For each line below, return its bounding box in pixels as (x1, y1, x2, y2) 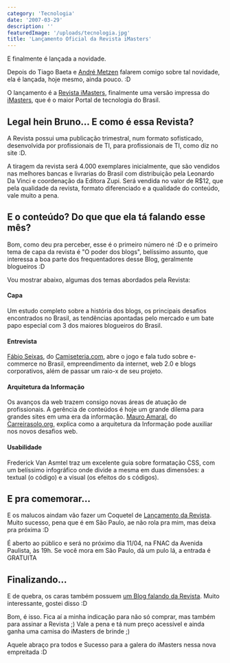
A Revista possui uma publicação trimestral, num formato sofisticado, (7, 134, 204, 142)
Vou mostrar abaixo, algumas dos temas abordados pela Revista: (7, 275, 191, 284)
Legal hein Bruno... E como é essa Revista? (7, 116, 194, 127)
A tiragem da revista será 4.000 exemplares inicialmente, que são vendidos (7, 162, 220, 170)
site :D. (7, 149, 27, 157)
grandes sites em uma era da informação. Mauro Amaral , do (7, 412, 177, 421)
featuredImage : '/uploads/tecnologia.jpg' (7, 29, 130, 36)
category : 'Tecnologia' (7, 10, 76, 17)
